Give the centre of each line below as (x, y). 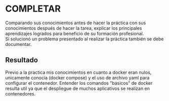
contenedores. (20, 93)
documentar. (18, 44)
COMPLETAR (33, 9)
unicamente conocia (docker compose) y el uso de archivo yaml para (77, 78)
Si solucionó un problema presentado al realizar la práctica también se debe (85, 39)
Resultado (22, 60)
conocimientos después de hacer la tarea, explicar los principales (74, 28)
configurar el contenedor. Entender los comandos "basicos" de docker (79, 83)
